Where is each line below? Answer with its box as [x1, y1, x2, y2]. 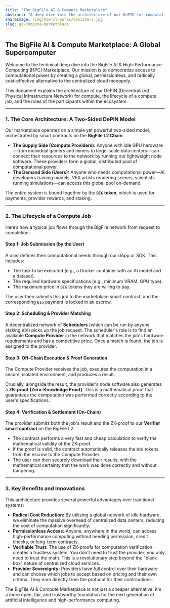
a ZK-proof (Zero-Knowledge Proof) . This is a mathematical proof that [5, 387, 153, 393]
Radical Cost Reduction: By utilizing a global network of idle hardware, [12, 512, 161, 518]
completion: [5, 229, 30, 235]
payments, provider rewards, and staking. [5, 195, 92, 201]
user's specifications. [5, 397, 50, 403]
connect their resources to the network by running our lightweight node [12, 153, 162, 159]
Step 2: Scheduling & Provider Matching [5, 310, 91, 316]
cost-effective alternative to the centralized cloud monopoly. [5, 78, 132, 84]
